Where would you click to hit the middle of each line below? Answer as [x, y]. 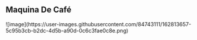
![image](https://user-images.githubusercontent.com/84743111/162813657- [98, 24]
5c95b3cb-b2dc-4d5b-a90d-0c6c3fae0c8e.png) [67, 30]
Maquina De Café [38, 10]
